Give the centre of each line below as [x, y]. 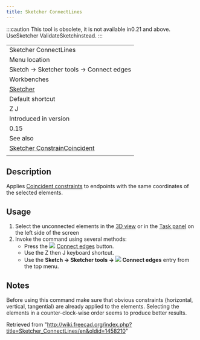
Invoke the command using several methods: [71, 239]
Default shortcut [32, 99]
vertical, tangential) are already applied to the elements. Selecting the [93, 307]
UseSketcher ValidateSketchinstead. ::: [54, 35]
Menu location [30, 59]
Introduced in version [40, 119]
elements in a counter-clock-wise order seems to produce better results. [97, 313]
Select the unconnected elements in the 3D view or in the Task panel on [105, 226]
